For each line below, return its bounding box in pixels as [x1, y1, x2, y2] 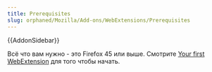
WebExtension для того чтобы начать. [7, 57, 120, 65]
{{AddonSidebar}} [7, 36, 60, 44]
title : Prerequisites [7, 10, 71, 17]
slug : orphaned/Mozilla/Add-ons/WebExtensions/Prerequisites [7, 17, 191, 24]
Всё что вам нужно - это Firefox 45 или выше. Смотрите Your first [7, 50, 205, 58]
